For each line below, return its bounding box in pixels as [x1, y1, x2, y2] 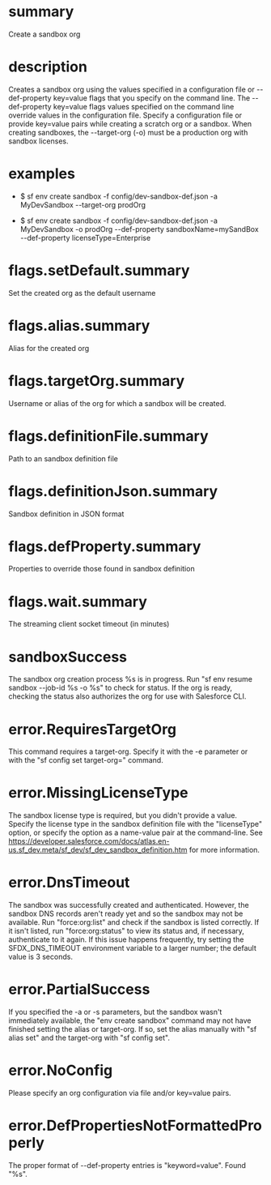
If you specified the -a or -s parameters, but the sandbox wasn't [8, 1007, 222, 1017]
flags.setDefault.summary [8, 262, 190, 280]
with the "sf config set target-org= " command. [8, 755, 163, 765]
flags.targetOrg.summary [8, 371, 185, 390]
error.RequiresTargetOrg [8, 720, 176, 738]
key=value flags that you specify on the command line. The [53, 92, 251, 103]
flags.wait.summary [8, 592, 148, 610]
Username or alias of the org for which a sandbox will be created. [8, 398, 227, 408]
